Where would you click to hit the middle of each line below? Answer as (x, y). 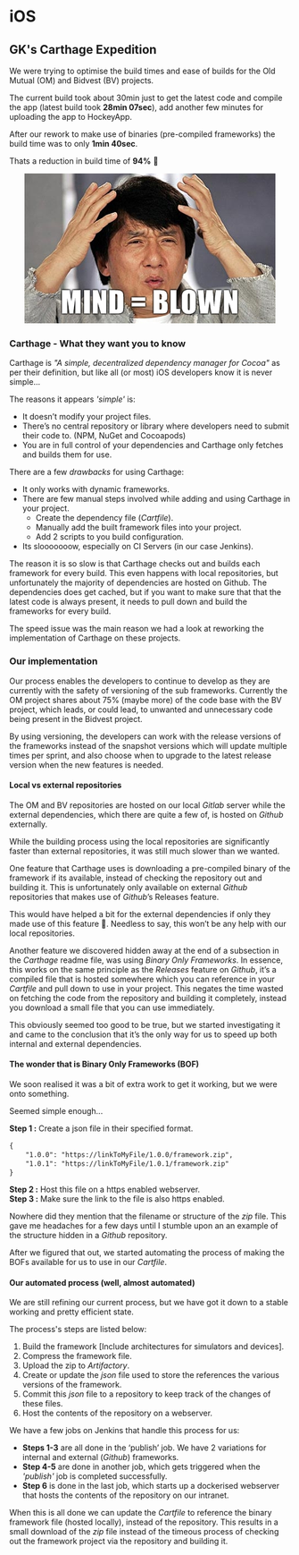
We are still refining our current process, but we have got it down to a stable (149, 1303)
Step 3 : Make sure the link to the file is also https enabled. (117, 1199)
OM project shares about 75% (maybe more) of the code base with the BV (146, 700)
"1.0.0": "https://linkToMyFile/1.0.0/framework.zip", (129, 1155)
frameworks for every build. (60, 611)
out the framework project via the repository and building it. (119, 1542)
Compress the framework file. (77, 1356)
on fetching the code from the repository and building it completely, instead (148, 998)
